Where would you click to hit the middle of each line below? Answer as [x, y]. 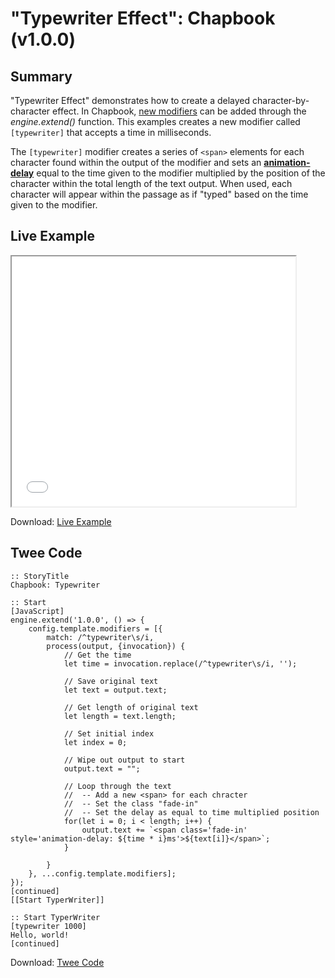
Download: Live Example [61, 521]
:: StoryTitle [40, 576]
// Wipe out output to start [124, 760]
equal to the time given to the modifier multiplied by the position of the [181, 173]
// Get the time [97, 655]
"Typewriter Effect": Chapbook [143, 18]
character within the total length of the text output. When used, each [151, 183]
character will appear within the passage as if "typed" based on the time [159, 194]
